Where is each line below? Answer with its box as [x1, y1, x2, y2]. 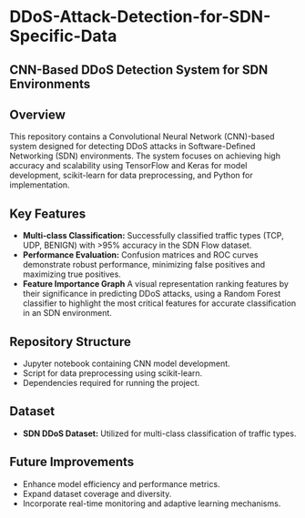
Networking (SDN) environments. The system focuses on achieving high [9, 150, 280, 161]
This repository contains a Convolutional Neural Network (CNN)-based [9, 131, 275, 142]
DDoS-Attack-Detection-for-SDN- [9, 6, 271, 27]
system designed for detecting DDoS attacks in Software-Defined [9, 141, 256, 152]
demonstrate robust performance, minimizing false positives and [22, 259, 266, 270]
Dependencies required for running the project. [22, 378, 200, 389]
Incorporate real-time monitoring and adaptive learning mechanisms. [22, 498, 281, 509]
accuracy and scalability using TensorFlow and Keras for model [9, 160, 248, 171]
